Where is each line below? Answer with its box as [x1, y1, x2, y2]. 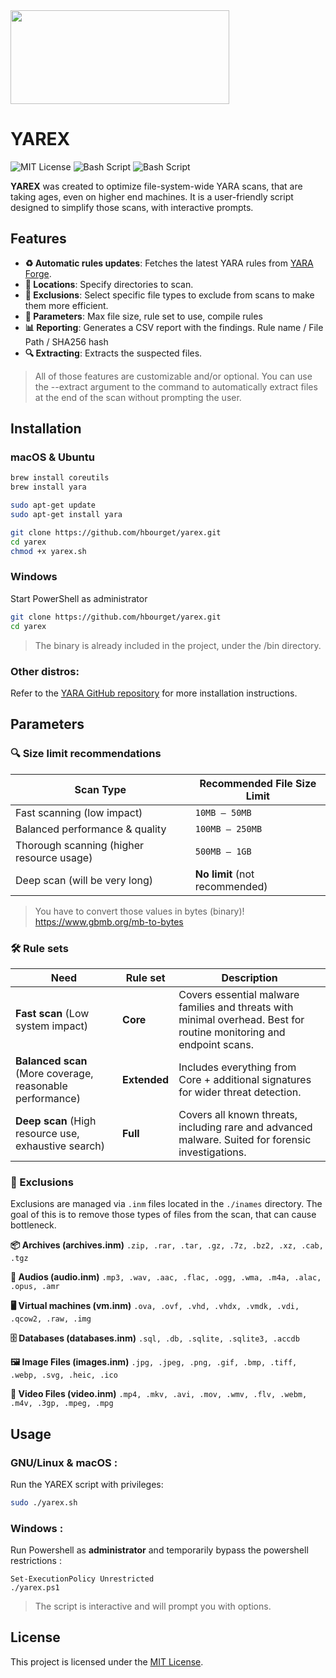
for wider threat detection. [178, 1085, 302, 1099]
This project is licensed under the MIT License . [10, 1655, 204, 1668]
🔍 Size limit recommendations [10, 747, 162, 761]
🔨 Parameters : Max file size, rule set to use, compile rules [24, 310, 263, 322]
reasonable [15, 1079, 68, 1093]
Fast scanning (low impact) [15, 805, 143, 819]
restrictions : [10, 1555, 62, 1567]
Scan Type [74, 782, 127, 796]
